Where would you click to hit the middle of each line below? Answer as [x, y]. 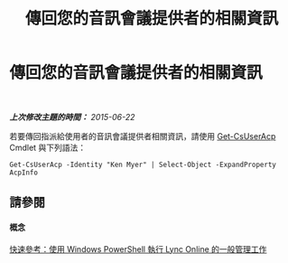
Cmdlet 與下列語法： [48, 147]
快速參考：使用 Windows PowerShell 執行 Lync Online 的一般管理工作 [138, 249]
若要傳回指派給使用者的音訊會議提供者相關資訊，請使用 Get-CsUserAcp [143, 136]
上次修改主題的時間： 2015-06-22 [72, 117]
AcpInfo [24, 173]
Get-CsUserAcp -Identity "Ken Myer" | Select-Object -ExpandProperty [143, 164]
